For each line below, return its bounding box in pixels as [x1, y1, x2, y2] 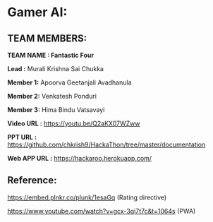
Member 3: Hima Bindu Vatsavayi [7, 106, 105, 113]
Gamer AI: [7, 4, 68, 20]
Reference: [7, 174, 57, 187]
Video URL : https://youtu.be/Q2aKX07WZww [7, 119, 140, 128]
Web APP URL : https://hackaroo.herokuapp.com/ [7, 154, 152, 162]
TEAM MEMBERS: [7, 32, 87, 44]
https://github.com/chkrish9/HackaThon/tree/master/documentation [7, 140, 206, 149]
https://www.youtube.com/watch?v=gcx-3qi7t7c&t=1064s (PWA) [7, 206, 196, 215]
